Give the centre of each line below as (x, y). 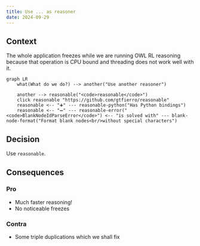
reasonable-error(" (103, 111)
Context (21, 41)
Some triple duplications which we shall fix (67, 237)
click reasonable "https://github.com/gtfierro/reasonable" (93, 100)
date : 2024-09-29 (28, 17)
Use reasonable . (26, 154)
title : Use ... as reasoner (41, 12)
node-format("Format (32, 121)
